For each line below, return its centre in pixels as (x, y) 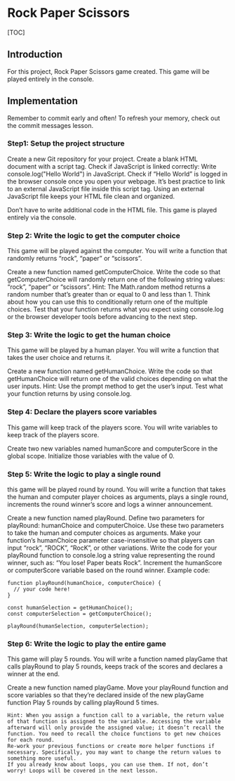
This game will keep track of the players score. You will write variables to (113, 427)
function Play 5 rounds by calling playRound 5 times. (83, 703)
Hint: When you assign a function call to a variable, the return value (116, 716)
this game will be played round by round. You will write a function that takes (116, 489)
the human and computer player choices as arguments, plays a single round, (118, 497)
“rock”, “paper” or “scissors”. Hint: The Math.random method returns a (109, 287)
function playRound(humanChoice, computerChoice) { (84, 583)
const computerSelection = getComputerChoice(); (80, 614)
